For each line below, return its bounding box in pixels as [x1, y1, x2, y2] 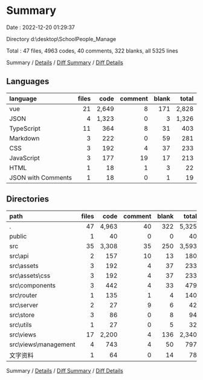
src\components [9, 281, 56, 289]
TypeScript [9, 124, 40, 133]
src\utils [9, 320, 32, 329]
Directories [6, 194, 50, 205]
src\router [9, 291, 37, 300]
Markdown [9, 134, 40, 142]
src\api [9, 252, 29, 260]
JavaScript [9, 154, 40, 162]
